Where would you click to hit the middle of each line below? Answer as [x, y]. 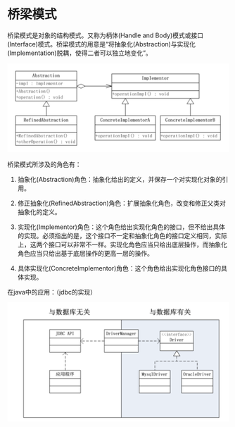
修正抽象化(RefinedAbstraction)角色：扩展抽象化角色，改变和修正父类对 [122, 203]
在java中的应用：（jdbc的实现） [52, 292]
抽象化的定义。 [39, 212]
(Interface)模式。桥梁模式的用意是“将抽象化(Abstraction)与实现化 [101, 44]
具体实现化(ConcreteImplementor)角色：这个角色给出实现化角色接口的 [119, 268]
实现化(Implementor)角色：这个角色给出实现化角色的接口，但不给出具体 [121, 227]
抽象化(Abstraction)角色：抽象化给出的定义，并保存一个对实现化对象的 [120, 180]
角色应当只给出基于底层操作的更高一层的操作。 [85, 254]
